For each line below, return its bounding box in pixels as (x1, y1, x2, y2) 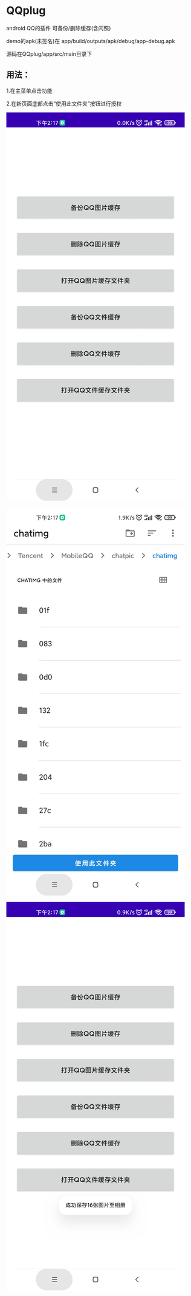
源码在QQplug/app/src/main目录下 (6, 50, 92, 58)
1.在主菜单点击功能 (6, 87, 53, 94)
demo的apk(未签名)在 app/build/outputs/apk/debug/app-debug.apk (6, 37, 175, 44)
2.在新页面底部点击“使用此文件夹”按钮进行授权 (6, 100, 122, 107)
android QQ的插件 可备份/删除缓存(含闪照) (6, 24, 111, 32)
